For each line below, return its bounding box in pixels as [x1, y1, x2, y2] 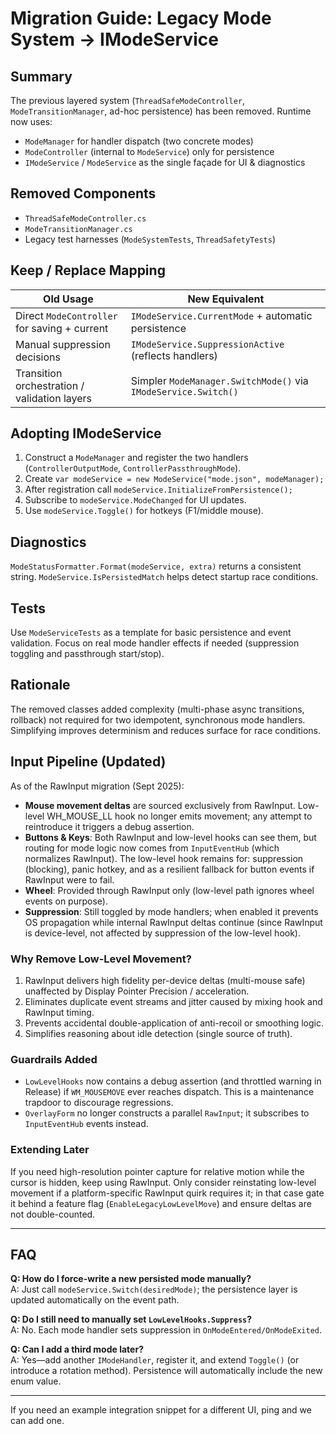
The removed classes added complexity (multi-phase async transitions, [10, 703, 305, 715]
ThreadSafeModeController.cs [24, 213, 147, 224]
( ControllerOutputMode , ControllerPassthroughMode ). [24, 462, 242, 474]
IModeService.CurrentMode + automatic [130, 308, 313, 322]
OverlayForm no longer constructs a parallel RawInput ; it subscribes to [24, 1107, 310, 1119]
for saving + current [15, 321, 109, 335]
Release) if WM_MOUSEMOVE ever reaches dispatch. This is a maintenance [24, 1086, 315, 1098]
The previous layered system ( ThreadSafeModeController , [10, 95, 246, 106]
